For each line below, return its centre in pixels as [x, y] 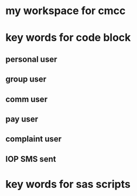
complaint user [34, 139]
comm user [27, 99]
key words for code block [68, 38]
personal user [31, 59]
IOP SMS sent [31, 159]
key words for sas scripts [68, 184]
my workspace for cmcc [66, 11]
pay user [22, 119]
